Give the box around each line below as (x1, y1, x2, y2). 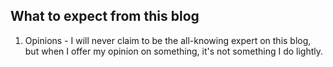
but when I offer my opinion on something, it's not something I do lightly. (24, 45, 324, 57)
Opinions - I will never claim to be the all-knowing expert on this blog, (24, 34, 312, 46)
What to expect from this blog (10, 8, 200, 25)
